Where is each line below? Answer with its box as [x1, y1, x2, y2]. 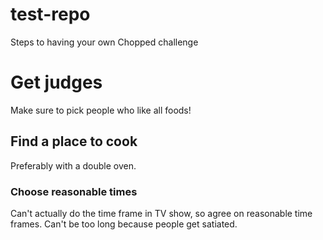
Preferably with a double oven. [10, 159, 137, 172]
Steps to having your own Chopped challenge [10, 36, 199, 48]
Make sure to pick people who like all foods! [10, 104, 192, 116]
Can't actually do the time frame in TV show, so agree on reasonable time [10, 207, 313, 219]
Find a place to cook [10, 133, 138, 150]
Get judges [10, 71, 103, 94]
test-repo [10, 3, 91, 26]
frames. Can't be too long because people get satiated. [10, 218, 238, 230]
